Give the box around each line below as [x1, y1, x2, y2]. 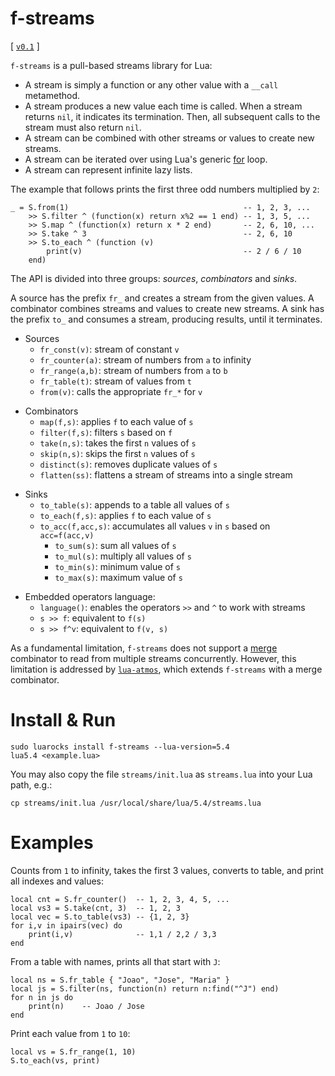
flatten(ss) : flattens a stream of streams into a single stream [39, 468, 293, 481]
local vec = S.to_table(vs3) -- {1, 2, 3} [10, 912, 190, 922]
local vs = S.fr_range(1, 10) [10, 1047, 137, 1057]
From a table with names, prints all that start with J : [10, 955, 221, 967]
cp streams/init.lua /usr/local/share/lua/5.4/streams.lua [10, 798, 262, 808]
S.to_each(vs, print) [10, 1055, 101, 1066]
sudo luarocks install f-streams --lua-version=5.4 [10, 742, 230, 752]
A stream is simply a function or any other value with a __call [24, 78, 279, 91]
